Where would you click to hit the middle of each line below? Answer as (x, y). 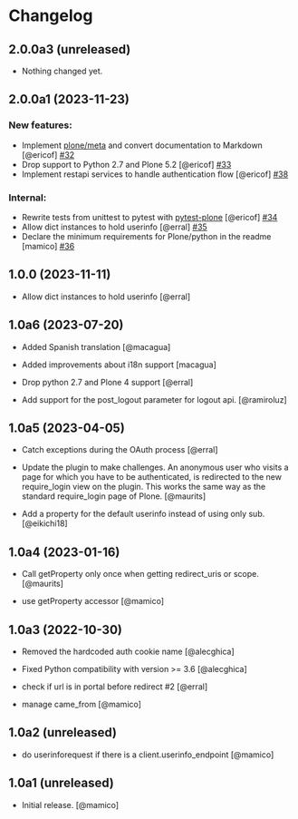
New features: (41, 125)
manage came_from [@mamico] (82, 705)
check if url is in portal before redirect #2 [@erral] (115, 687)
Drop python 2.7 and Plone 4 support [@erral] (107, 382)
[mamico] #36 (48, 246)
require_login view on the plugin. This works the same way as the (144, 487)
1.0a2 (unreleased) (63, 732)
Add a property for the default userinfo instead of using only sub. (143, 514)
